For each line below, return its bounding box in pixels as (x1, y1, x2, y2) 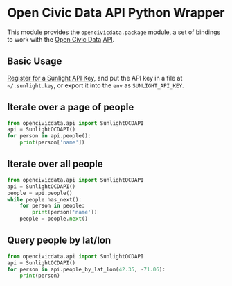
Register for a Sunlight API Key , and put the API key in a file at (7, 74, 183, 82)
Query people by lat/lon (7, 235, 111, 246)
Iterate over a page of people (7, 101, 134, 113)
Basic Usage (7, 56, 62, 67)
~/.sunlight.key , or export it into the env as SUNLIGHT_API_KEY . (7, 81, 184, 90)
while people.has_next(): (7, 196, 82, 203)
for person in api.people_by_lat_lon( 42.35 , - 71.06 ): (7, 266, 166, 273)
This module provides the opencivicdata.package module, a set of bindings (7, 28, 221, 36)
